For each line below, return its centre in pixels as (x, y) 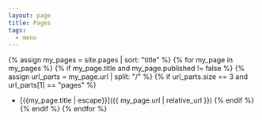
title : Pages (30, 23)
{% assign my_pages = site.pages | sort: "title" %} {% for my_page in (121, 60)
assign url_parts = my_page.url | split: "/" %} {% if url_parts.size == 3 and (128, 77)
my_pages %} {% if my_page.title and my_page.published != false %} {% (127, 69)
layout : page (30, 15)
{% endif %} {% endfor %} (63, 109)
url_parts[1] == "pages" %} (52, 85)
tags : (17, 30)
